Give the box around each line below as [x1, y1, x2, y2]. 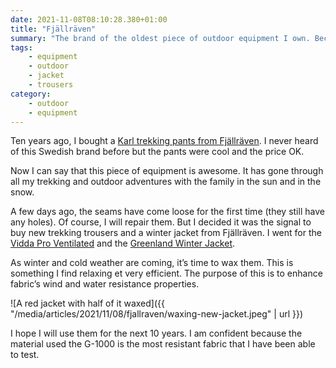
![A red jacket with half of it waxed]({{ [10, 297, 165, 310]
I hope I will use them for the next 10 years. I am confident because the [10, 327, 303, 340]
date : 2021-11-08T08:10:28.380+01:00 [10, 14, 168, 25]
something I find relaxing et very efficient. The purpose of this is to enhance [10, 267, 323, 280]
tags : [10, 42, 33, 53]
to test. [10, 349, 40, 361]
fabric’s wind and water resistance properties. [10, 278, 200, 290]
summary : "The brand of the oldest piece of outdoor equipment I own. [10, 33, 311, 43]
